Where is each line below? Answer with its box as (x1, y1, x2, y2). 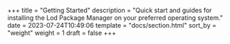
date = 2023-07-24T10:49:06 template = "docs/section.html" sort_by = (7, 21, 217, 29)
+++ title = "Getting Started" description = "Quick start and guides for (7, 6, 212, 14)
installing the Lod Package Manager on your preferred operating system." (7, 13, 223, 22)
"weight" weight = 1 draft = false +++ (7, 28, 116, 37)
